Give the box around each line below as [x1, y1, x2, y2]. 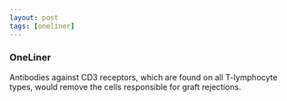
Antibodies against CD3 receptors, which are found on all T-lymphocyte [9, 71, 278, 82]
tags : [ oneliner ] [9, 22, 75, 31]
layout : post [9, 13, 59, 23]
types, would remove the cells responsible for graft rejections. [9, 81, 242, 92]
